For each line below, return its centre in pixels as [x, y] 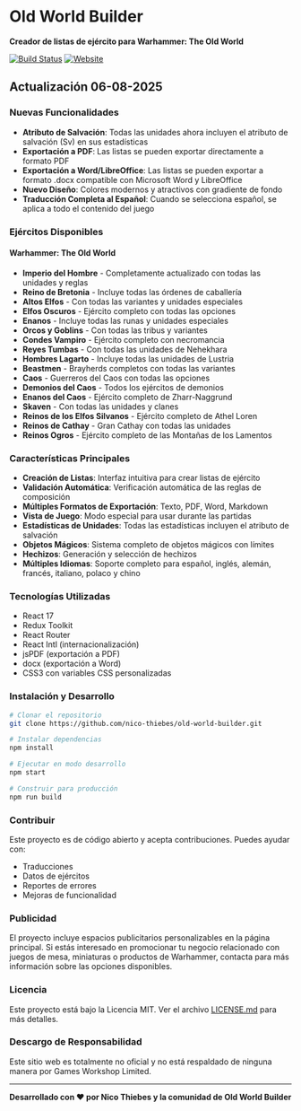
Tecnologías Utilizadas [60, 596]
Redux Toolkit [47, 625]
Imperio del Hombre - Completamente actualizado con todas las [142, 273]
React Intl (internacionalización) [81, 644]
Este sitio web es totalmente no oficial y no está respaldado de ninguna [141, 1062]
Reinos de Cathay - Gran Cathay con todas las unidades [126, 425]
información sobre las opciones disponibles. [91, 967]
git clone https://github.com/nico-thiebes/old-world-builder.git [136, 723]
